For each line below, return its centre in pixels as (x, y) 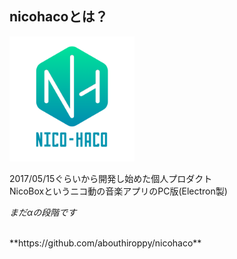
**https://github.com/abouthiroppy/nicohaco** (105, 243)
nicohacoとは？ (59, 17)
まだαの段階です (43, 212)
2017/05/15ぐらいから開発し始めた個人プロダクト (111, 178)
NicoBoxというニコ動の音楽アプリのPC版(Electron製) (118, 191)
